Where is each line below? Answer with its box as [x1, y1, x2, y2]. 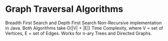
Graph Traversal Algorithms [5, 3, 123, 15]
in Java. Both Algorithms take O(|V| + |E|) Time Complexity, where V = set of [5, 25, 163, 31]
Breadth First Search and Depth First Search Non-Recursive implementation [5, 20, 162, 26]
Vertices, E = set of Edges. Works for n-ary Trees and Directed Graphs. [5, 30, 152, 36]
